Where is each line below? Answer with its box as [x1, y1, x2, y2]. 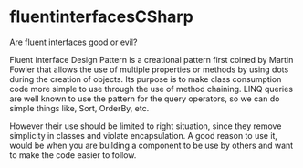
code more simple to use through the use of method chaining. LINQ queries [9, 83, 294, 94]
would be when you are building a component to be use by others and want [9, 140, 294, 151]
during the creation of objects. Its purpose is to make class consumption [9, 73, 282, 84]
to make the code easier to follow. [9, 149, 137, 161]
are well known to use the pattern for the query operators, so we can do [9, 93, 280, 104]
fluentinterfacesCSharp [9, 6, 193, 27]
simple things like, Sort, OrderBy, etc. [9, 102, 150, 113]
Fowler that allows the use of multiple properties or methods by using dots [9, 64, 289, 75]
